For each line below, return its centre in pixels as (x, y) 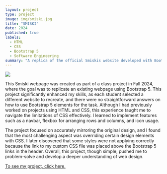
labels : (13, 38)
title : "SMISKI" (22, 24)
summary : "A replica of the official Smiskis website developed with (79, 60)
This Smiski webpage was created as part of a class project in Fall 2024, (79, 84)
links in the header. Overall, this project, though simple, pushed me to (76, 151)
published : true (22, 33)
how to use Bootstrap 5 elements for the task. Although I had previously (79, 105)
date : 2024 (16, 28)
